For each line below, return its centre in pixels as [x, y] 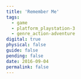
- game [20, 23]
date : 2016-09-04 [27, 61]
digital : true [24, 39]
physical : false [26, 45]
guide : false [22, 50]
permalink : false [27, 67]
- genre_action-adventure [43, 34]
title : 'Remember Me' [33, 12]
